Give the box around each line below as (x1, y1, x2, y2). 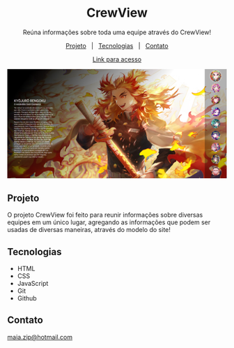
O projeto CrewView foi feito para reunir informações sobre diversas (7, 211, 203, 219)
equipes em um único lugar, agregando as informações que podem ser (7, 218, 211, 226)
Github (17, 294, 37, 303)
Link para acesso (92, 55, 142, 64)
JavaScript (17, 280, 49, 288)
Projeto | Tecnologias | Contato (65, 41, 169, 50)
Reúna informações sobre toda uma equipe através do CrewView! (22, 28, 212, 36)
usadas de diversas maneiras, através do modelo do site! (7, 226, 171, 234)
